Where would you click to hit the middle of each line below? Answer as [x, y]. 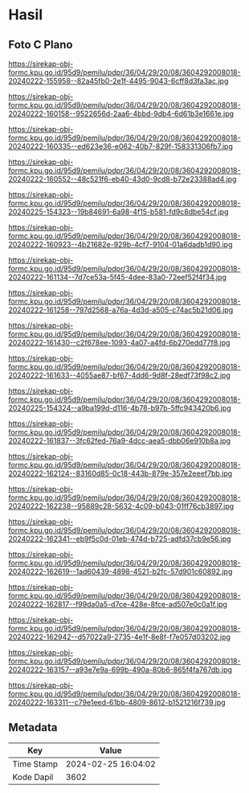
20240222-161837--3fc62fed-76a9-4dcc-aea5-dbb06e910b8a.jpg [120, 441]
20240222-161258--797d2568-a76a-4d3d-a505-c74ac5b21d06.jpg [121, 310]
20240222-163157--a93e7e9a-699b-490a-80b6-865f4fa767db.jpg [120, 669]
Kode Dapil [33, 777]
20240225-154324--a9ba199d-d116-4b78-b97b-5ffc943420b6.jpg [120, 408]
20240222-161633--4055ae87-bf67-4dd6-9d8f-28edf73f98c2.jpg [119, 375]
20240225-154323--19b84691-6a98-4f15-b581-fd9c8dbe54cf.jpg [118, 212]
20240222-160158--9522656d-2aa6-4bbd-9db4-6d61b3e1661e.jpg [121, 114]
